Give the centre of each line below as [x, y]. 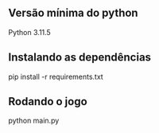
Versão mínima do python [73, 13]
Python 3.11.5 [30, 32]
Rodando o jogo [48, 102]
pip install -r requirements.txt [56, 76]
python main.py [34, 121]
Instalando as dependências [80, 58]
